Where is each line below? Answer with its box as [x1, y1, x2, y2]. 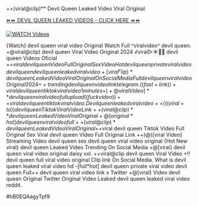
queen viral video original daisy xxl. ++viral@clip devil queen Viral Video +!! [6, 150, 191, 157]
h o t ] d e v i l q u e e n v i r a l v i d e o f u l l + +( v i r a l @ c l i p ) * [6, 118, 116, 125]
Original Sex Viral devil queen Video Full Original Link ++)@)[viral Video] [6, 131, 183, 138]
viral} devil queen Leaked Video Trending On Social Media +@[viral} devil [6, 143, 186, 150]
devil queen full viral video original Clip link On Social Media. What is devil [6, 156, 187, 163]
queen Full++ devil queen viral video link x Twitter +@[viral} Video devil [6, 169, 181, 176]
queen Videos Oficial [6, 54, 58, 62]
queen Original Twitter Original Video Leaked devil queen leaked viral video [6, 175, 190, 182]
